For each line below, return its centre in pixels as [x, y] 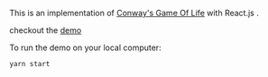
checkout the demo [46, 30]
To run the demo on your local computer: [85, 47]
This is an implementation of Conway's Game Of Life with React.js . [134, 13]
